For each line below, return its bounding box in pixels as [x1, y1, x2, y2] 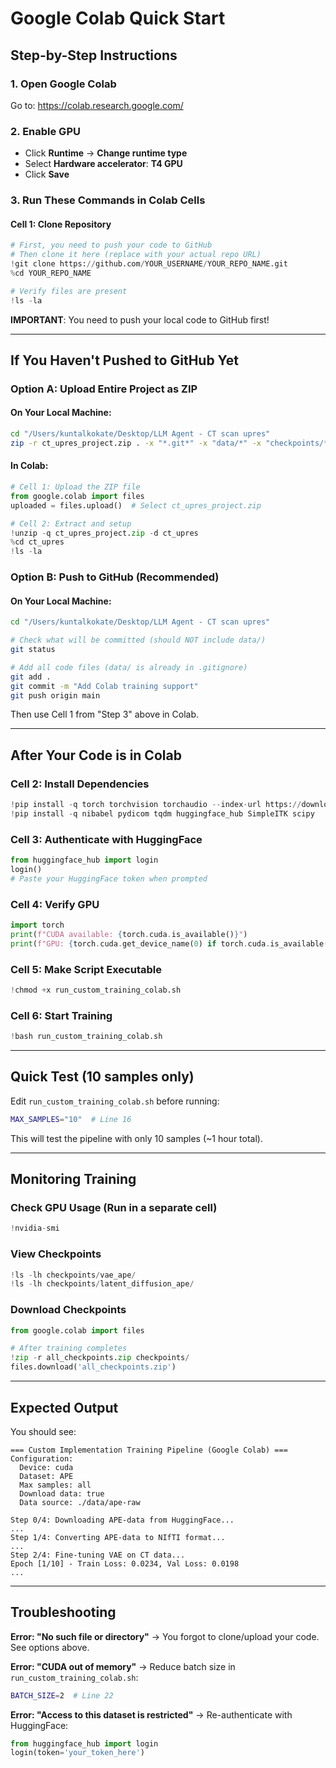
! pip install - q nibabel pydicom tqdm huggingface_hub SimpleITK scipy [10, 808, 315, 819]
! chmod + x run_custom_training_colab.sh [10, 985, 182, 995]
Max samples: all [19, 1480, 92, 1490]
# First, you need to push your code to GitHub [10, 240, 213, 251]
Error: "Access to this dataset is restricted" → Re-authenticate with [10, 1708, 293, 1721]
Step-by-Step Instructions [10, 47, 178, 64]
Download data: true [19, 1488, 105, 1499]
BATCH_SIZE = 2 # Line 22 [10, 1690, 114, 1701]
